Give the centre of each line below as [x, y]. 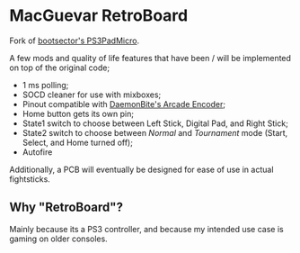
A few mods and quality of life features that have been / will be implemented [150, 58]
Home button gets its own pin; [78, 113]
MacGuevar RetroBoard [99, 16]
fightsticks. [30, 179]
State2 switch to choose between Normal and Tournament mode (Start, [155, 132]
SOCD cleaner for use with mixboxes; [92, 95]
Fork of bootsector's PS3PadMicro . [75, 41]
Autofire [37, 152]
